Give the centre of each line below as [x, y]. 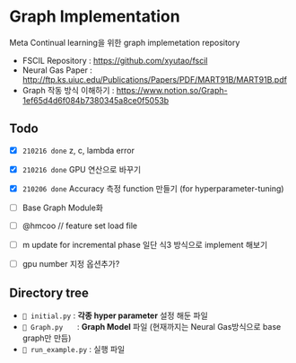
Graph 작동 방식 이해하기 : [68, 90]
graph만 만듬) [47, 338]
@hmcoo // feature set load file [80, 226]
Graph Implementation [95, 17]
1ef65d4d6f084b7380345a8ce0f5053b [96, 100]
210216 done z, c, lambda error [78, 150]
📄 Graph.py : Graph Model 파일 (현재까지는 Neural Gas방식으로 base [152, 327]
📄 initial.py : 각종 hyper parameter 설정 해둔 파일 [115, 315]
